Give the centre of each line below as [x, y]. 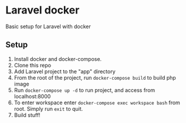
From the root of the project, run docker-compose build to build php [95, 77]
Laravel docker [43, 10]
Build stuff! [27, 115]
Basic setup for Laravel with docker [48, 26]
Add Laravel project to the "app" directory [65, 71]
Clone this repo [32, 65]
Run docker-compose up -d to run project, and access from [84, 90]
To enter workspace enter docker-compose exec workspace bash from [97, 102]
